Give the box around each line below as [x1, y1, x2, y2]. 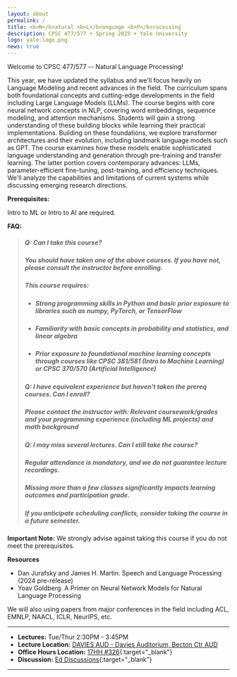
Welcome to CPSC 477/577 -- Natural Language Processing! [7, 63, 183, 71]
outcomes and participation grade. [24, 491, 130, 499]
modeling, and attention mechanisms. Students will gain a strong [7, 114, 195, 122]
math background [24, 422, 79, 431]
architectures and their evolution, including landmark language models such [7, 136, 228, 145]
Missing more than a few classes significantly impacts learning [24, 484, 216, 492]
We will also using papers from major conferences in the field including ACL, [7, 605, 229, 614]
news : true [7, 43, 39, 50]
